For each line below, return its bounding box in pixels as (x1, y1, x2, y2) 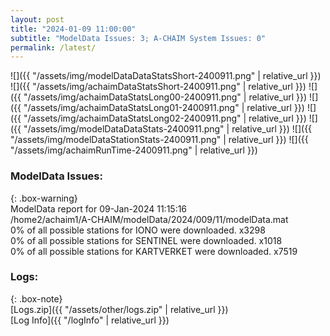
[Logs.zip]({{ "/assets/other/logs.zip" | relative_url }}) (10, 303, 229, 315)
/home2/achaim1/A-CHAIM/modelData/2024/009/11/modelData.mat (10, 213, 289, 225)
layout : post (10, 14, 65, 25)
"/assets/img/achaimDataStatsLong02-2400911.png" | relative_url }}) (23, 112, 307, 125)
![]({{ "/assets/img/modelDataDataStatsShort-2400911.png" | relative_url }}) (10, 70, 322, 82)
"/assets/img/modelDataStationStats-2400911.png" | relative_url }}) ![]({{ (10, 134, 309, 146)
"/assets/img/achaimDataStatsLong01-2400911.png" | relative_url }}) (23, 102, 305, 114)
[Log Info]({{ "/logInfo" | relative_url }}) (10, 314, 170, 326)
